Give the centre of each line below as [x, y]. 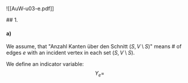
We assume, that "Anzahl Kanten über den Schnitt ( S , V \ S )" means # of [94, 47]
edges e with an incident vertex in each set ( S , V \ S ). [71, 53]
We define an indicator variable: [45, 64]
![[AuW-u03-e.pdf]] [30, 9]
